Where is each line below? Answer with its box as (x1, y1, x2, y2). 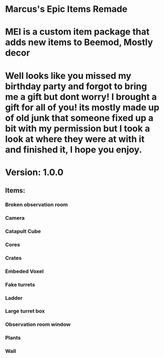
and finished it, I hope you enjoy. (5, 144, 143, 155)
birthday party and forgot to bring (5, 80, 148, 92)
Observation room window (5, 321, 71, 328)
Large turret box (5, 308, 45, 315)
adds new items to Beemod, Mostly (5, 37, 153, 48)
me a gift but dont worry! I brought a (5, 91, 157, 102)
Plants (5, 334, 21, 341)
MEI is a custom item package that (5, 26, 150, 38)
